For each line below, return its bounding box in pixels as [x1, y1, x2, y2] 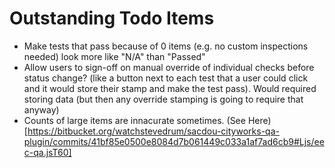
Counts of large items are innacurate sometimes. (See [23, 114, 246, 126]
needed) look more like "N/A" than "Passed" [23, 50, 206, 62]
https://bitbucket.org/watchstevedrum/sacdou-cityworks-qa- [27, 125, 280, 137]
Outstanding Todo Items [9, 7, 215, 30]
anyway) [23, 103, 60, 116]
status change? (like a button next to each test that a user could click [23, 72, 309, 84]
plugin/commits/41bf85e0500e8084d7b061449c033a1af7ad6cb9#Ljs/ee [23, 135, 325, 147]
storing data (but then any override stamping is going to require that [23, 93, 304, 105]
